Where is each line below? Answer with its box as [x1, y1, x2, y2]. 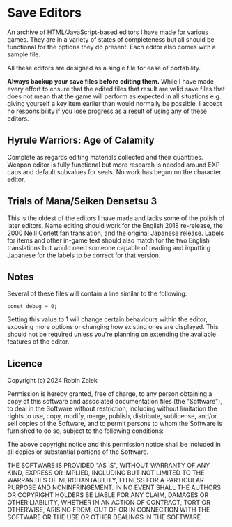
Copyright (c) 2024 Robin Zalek [7, 376, 98, 385]
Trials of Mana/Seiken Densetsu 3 [7, 195, 157, 207]
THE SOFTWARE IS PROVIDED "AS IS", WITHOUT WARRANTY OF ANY [7, 461, 210, 470]
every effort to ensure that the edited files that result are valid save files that [7, 84, 225, 93]
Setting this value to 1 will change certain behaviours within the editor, [7, 315, 208, 323]
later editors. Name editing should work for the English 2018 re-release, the [7, 221, 223, 229]
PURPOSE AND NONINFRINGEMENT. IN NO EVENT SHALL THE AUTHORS [7, 483, 222, 492]
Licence [7, 358, 43, 369]
